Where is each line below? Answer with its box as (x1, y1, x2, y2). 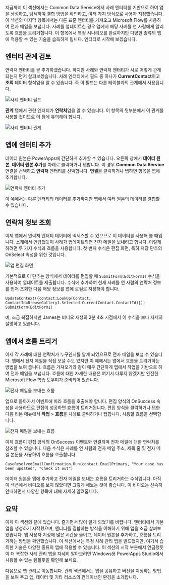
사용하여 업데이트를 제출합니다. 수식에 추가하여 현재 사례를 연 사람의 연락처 (5, 279, 152, 285)
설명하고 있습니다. (5, 321, 41, 327)
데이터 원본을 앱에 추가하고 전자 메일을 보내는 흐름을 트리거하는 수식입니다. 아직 (5, 476, 161, 482)
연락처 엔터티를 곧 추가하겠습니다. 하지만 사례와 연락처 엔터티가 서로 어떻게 (5, 66, 152, 72)
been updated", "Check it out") (5, 466, 73, 471)
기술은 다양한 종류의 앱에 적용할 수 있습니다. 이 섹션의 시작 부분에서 (14, 544, 146, 551)
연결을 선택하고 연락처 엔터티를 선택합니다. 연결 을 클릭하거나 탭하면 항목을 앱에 (5, 168, 160, 174)
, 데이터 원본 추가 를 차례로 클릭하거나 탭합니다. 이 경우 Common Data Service (9, 161, 164, 167)
